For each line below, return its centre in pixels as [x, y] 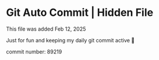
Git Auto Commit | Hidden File [80, 13]
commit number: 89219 [34, 51]
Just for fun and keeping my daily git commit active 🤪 [70, 40]
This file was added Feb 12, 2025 [46, 29]
